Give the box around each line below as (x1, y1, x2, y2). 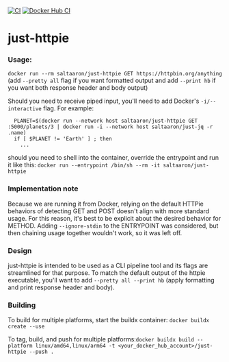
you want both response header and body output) (8, 84, 148, 92)
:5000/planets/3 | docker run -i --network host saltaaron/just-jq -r (8, 123, 213, 130)
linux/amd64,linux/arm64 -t (35, 343, 116, 350)
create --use (8, 323, 45, 330)
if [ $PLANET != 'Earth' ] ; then (14, 136, 112, 143)
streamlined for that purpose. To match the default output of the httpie (8, 269, 206, 277)
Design (8, 245, 32, 255)
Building (8, 300, 36, 310)
